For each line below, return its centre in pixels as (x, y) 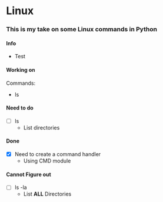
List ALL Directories (47, 194)
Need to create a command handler (58, 154)
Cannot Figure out (29, 174)
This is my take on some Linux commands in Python (82, 29)
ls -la (21, 187)
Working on (21, 69)
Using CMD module (47, 161)
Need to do (20, 108)
